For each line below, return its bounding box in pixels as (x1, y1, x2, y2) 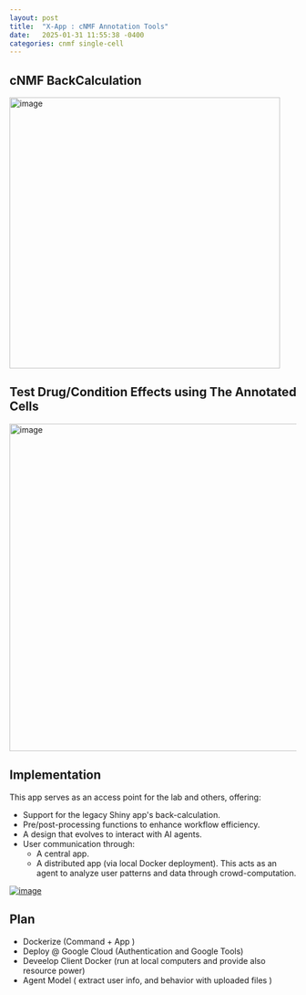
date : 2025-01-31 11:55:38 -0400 (9, 30, 145, 39)
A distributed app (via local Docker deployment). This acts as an (36, 857, 278, 868)
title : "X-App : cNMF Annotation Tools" (9, 22, 169, 31)
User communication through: (22, 838, 135, 849)
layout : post (9, 13, 59, 23)
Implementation (9, 768, 102, 783)
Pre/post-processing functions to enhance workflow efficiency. (22, 819, 260, 830)
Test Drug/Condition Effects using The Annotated (9, 384, 297, 400)
